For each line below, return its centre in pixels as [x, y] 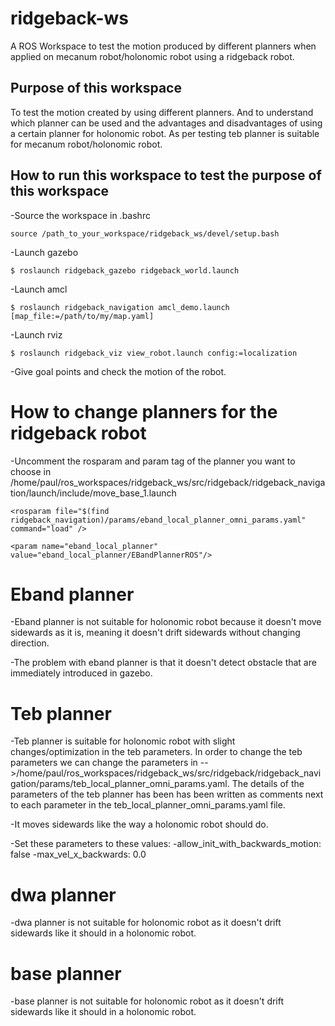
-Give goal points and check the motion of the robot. [118, 371]
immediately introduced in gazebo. [81, 673]
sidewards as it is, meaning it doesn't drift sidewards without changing [155, 633]
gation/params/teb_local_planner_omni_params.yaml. [120, 784]
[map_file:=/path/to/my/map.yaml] [82, 316]
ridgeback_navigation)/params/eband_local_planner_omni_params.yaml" [158, 520]
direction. [30, 643]
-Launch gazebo [44, 252]
